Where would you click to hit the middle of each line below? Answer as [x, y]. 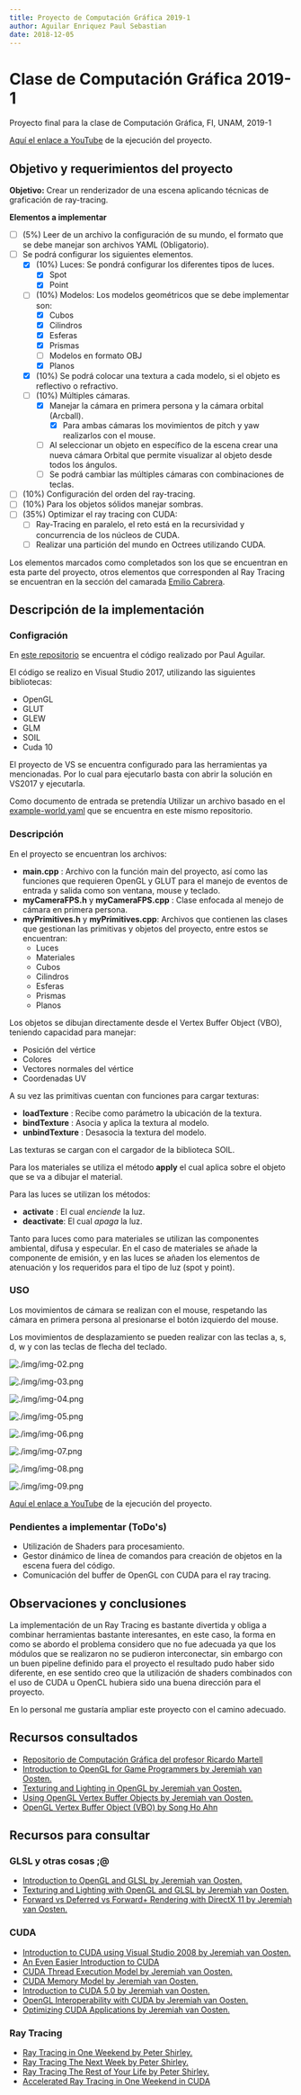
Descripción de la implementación [107, 610]
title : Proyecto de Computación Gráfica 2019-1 [100, 18]
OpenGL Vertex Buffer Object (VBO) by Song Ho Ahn [120, 1807]
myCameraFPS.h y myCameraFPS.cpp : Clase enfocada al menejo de [153, 900]
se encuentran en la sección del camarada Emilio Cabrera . [117, 581]
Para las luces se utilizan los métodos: [80, 1194]
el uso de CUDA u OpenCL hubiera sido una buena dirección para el [135, 1682]
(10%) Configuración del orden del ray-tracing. [109, 494]
